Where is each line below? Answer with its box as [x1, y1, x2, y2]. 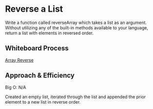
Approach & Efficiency [5, 71, 75, 80]
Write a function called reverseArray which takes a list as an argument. [5, 20, 147, 25]
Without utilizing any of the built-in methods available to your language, [5, 24, 149, 30]
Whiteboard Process [5, 44, 69, 52]
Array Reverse [5, 57, 34, 63]
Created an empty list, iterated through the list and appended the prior [5, 94, 146, 100]
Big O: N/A [5, 84, 26, 90]
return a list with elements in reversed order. [5, 30, 94, 36]
